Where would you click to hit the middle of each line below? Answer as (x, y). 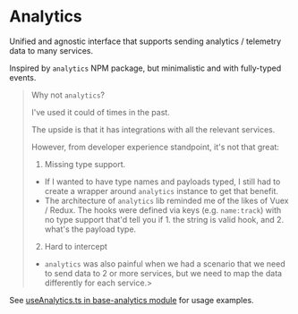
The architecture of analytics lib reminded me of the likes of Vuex (166, 200)
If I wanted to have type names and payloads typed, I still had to (162, 182)
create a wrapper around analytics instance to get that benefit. (162, 191)
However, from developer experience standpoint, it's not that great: (155, 147)
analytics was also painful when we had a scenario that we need (165, 263)
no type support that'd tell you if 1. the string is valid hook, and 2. (164, 219)
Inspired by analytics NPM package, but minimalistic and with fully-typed (145, 68)
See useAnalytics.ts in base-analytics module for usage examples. (132, 300)
